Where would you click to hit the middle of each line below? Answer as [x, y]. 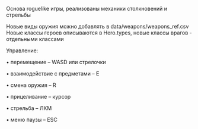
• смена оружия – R [31, 85]
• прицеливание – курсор [39, 97]
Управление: [22, 51]
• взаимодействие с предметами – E [53, 73]
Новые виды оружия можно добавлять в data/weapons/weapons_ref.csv [98, 26]
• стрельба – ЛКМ [29, 108]
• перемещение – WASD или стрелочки [56, 62]
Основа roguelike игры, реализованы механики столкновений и [87, 9]
